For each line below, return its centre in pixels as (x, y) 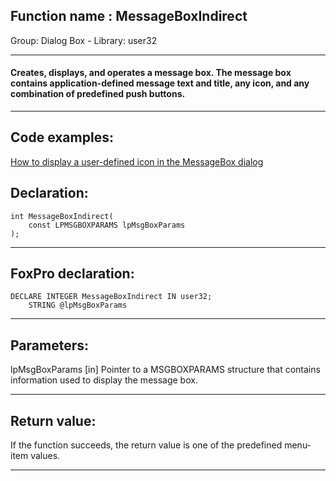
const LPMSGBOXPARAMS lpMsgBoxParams (107, 225)
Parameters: (49, 345)
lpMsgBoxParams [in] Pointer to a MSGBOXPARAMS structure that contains (165, 370)
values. (45, 456)
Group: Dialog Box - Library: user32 (84, 40)
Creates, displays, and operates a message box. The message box (151, 73)
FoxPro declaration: (72, 274)
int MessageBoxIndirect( (62, 216)
